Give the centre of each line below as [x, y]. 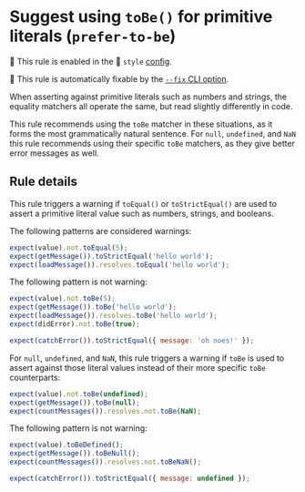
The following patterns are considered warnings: [101, 231]
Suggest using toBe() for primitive [141, 17]
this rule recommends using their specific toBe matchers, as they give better [152, 143]
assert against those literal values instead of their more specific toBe [137, 367]
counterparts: [35, 377]
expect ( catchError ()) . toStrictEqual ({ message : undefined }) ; [130, 478]
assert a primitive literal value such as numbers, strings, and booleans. [142, 213]
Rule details [43, 182]
